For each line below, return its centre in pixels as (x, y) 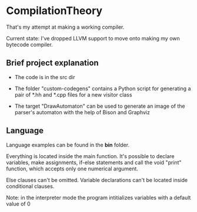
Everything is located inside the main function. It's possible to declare (90, 156)
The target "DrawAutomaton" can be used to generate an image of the (100, 106)
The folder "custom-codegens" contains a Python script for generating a (103, 88)
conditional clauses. (30, 186)
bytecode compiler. (29, 45)
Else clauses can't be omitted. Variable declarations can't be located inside (97, 180)
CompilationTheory (54, 11)
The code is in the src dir (45, 77)
